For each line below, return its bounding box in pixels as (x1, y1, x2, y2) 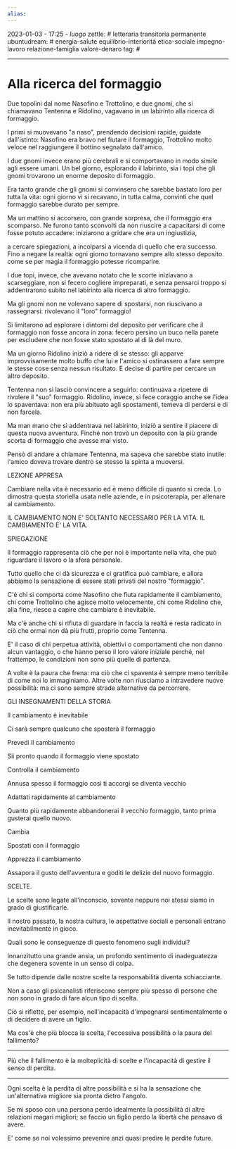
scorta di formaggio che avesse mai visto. (7, 436, 129, 444)
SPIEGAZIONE (7, 534, 48, 543)
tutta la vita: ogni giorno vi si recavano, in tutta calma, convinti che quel (7, 192, 214, 201)
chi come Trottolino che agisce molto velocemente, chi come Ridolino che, (7, 598, 223, 606)
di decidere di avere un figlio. (7, 1015, 92, 1023)
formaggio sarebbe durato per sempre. (7, 200, 120, 208)
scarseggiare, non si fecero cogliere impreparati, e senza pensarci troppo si (7, 278, 227, 287)
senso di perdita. (7, 1064, 56, 1072)
